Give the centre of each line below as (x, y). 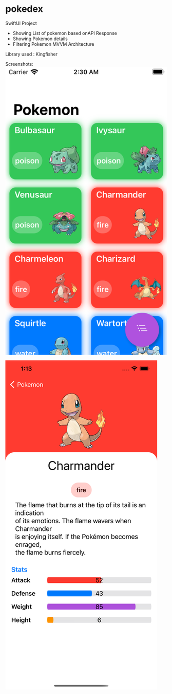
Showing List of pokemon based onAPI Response (65, 33)
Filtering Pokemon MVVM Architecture (53, 44)
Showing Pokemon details (40, 39)
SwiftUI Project (21, 23)
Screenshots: (19, 64)
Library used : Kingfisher (32, 54)
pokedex (24, 9)
